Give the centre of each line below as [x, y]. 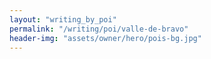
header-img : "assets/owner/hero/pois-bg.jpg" [105, 38]
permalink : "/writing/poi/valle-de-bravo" [99, 29]
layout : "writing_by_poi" [63, 19]
